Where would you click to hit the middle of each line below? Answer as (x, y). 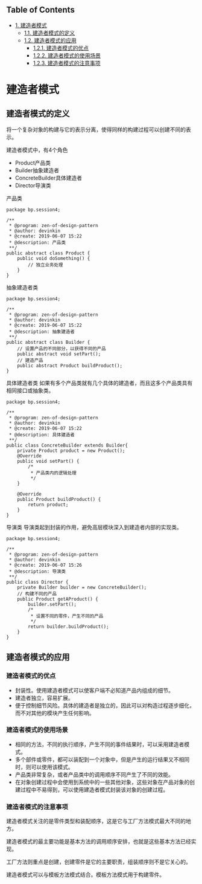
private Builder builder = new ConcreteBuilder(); (82, 587)
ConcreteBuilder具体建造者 (49, 178)
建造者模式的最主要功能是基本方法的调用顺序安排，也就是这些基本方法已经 (99, 842)
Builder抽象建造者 (37, 170)
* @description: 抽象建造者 (42, 332)
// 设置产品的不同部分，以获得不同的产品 (62, 349)
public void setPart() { (48, 461)
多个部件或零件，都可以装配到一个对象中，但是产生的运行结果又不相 (99, 759)
